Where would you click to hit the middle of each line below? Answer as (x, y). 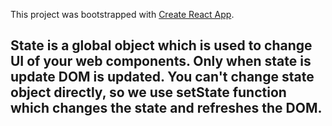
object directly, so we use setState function (148, 92)
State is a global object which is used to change (161, 45)
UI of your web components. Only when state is (161, 61)
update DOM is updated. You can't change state (162, 77)
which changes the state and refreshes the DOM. (166, 108)
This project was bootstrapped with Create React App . (122, 14)
